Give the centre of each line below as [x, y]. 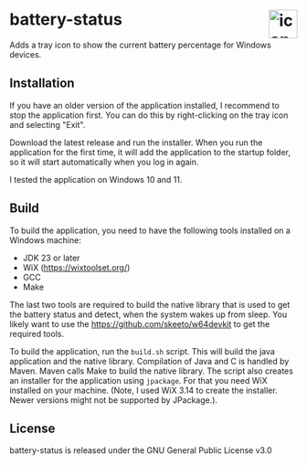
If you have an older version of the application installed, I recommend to [145, 105]
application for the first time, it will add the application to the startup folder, [150, 152]
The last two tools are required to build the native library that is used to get [150, 304]
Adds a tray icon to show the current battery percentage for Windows [140, 45]
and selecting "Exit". [48, 124]
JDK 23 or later [51, 258]
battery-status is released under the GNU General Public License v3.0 [141, 450]
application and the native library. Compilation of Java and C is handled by [149, 361]
